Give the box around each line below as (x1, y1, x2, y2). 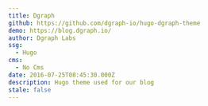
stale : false (8, 85, 52, 94)
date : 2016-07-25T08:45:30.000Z (8, 71, 115, 79)
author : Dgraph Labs (8, 33, 77, 42)
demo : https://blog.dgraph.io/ (8, 26, 112, 34)
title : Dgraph (8, 11, 56, 20)
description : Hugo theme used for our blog (8, 78, 155, 86)
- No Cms (15, 64, 44, 72)
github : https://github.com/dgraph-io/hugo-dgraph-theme (8, 19, 201, 27)
